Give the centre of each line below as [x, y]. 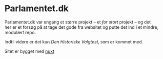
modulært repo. [20, 32]
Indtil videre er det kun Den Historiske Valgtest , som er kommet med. [74, 41]
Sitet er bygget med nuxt [30, 51]
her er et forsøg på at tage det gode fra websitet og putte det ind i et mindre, [81, 27]
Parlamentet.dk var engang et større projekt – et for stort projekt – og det [78, 22]
